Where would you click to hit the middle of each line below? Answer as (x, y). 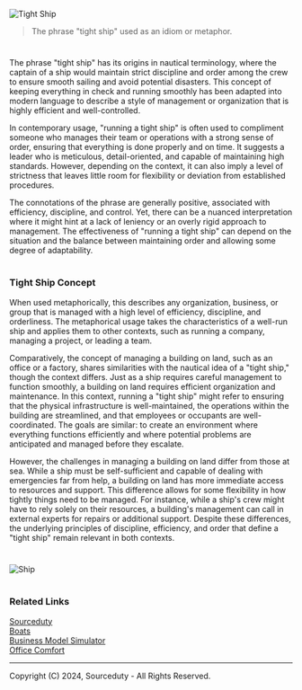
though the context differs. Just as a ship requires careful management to (146, 376)
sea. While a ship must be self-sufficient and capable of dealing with (136, 471)
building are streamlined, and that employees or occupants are (125, 415)
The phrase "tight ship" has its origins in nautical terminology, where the (143, 63)
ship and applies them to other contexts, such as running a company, (137, 331)
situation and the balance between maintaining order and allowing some (142, 241)
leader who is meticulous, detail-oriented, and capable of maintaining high (147, 156)
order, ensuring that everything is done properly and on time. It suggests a (147, 147)
